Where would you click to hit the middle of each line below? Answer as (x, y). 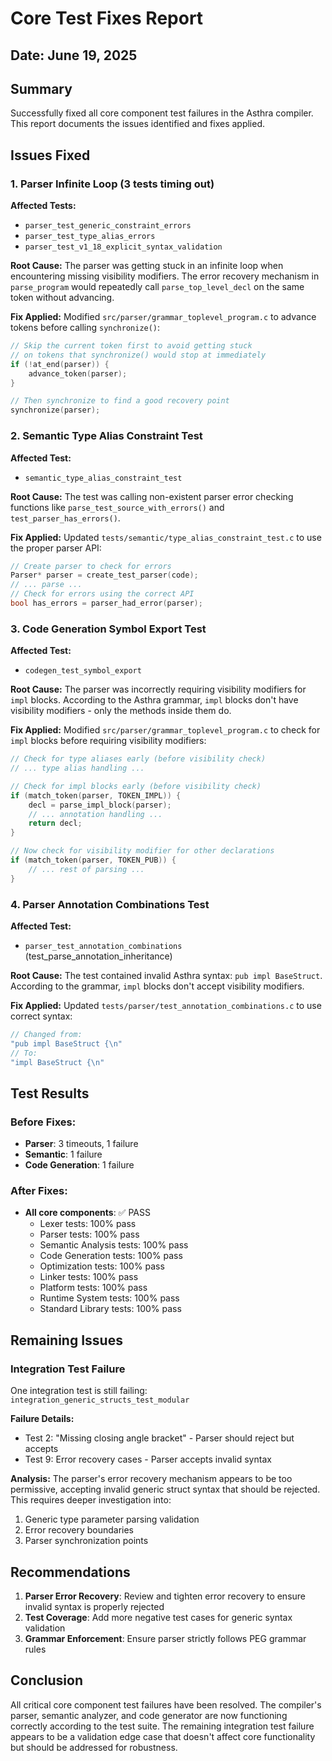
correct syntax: (41, 1016)
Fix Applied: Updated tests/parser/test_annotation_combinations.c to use (166, 1005)
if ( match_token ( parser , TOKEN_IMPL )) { (96, 795)
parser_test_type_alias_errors (90, 237)
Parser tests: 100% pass (89, 1234)
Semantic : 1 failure (63, 1154)
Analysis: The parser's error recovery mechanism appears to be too (151, 1479)
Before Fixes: (43, 1122)
